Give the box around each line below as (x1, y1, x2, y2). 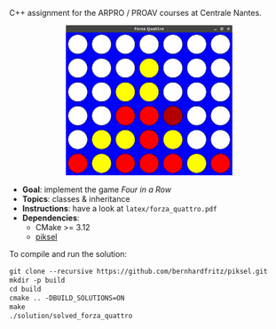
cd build (9, 285, 42, 293)
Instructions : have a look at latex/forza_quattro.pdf (21, 204, 217, 213)
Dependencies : (21, 213, 80, 223)
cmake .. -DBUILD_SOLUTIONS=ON (9, 293, 125, 302)
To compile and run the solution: (9, 249, 127, 259)
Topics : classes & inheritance (21, 194, 130, 204)
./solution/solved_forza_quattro (9, 311, 133, 320)
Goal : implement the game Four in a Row (21, 184, 171, 195)
